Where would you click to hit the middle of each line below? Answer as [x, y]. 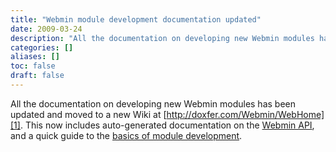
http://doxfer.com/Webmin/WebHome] [245, 114]
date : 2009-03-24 [46, 29]
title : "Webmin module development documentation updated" [136, 19]
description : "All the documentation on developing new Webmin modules [162, 38]
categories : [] [42, 47]
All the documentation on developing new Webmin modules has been [153, 103]
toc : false [33, 66]
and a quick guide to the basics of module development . [126, 135]
